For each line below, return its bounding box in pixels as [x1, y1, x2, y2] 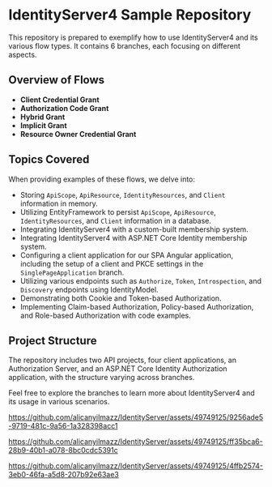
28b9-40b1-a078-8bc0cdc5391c [8, 446, 119, 455]
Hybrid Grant [19, 112, 66, 122]
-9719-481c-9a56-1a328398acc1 [8, 421, 118, 431]
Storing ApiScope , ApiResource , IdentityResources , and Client [19, 190, 226, 199]
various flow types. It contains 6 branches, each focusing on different [8, 41, 241, 50]
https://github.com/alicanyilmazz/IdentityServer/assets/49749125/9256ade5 [8, 412, 264, 422]
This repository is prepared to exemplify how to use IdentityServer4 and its [8, 32, 258, 42]
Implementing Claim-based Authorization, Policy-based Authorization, [19, 301, 254, 311]
